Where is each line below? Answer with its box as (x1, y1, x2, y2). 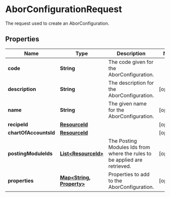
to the (108, 177, 122, 184)
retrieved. (108, 163, 132, 170)
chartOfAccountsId (8, 129, 55, 136)
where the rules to (108, 150, 152, 157)
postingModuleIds (8, 150, 53, 157)
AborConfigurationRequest (5, 4, 122, 15)
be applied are (108, 156, 143, 163)
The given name (108, 100, 147, 107)
